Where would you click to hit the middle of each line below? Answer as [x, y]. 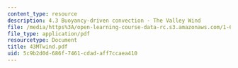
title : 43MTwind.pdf [38, 47]
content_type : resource [42, 14]
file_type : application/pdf [49, 34]
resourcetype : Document [42, 40]
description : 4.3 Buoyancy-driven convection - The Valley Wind [104, 21]
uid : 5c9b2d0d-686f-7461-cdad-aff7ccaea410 [73, 54]
